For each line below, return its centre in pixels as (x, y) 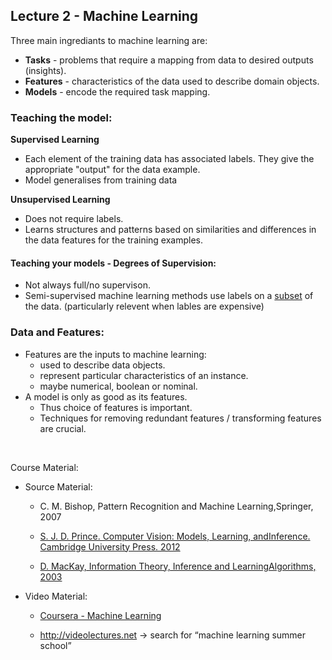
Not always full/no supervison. (87, 285)
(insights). (45, 70)
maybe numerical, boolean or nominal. (118, 386)
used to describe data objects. (102, 365)
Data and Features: (57, 332)
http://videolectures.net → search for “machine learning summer (173, 635)
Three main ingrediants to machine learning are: (109, 40)
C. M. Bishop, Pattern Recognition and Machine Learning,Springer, (176, 506)
